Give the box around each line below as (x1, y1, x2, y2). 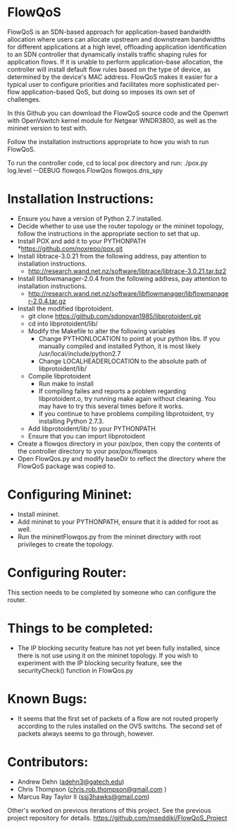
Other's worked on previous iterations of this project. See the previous (7, 806, 211, 814)
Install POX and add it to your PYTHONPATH (17, 237, 147, 245)
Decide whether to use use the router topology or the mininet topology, (17, 222, 224, 230)
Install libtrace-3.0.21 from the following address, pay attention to (17, 251, 207, 260)
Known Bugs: (7, 691, 87, 707)
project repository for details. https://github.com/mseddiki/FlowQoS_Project (7, 813, 228, 822)
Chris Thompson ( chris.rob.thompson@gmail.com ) (17, 785, 167, 793)
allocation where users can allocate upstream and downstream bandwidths (7, 35, 225, 43)
